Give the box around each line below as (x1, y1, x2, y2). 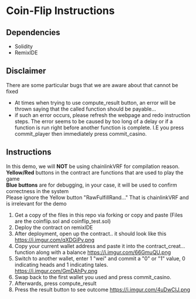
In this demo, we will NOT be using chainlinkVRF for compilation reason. (6, 163, 180, 170)
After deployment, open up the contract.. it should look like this (14, 230, 167, 237)
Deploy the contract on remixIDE (14, 224, 94, 231)
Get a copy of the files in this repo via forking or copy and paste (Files (14, 211, 183, 218)
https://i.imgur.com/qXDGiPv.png (14, 236, 95, 243)
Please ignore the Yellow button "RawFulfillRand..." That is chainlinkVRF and (6, 194, 189, 201)
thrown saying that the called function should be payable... (14, 105, 156, 112)
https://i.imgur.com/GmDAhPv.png (14, 267, 98, 274)
